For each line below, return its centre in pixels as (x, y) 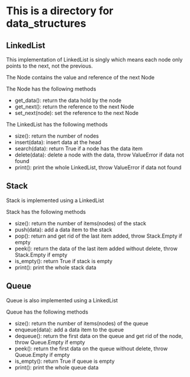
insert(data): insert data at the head (58, 142)
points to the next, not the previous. (49, 66)
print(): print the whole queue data (57, 367)
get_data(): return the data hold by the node (68, 100)
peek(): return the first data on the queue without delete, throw (91, 349)
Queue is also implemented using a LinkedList (62, 300)
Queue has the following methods (47, 312)
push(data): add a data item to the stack (63, 229)
